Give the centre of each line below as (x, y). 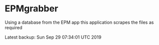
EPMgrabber (31, 9)
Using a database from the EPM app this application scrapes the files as (79, 22)
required (14, 27)
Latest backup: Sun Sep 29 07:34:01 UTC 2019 (53, 37)
